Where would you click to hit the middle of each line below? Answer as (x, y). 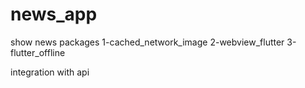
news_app (54, 14)
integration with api (50, 72)
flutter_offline (38, 52)
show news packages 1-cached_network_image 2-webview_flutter (147, 42)
